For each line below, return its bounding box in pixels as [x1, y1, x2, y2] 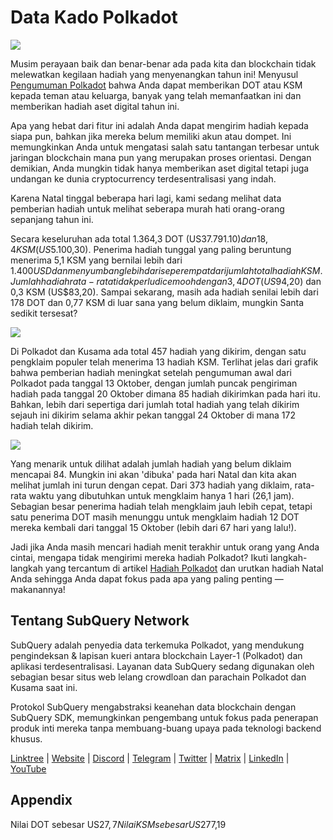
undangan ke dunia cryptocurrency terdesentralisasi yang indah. [10, 172, 277, 185]
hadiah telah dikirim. [10, 419, 94, 431]
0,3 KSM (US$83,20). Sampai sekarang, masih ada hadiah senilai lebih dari [10, 286, 319, 298]
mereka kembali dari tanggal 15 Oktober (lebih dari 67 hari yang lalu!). [10, 521, 297, 533]
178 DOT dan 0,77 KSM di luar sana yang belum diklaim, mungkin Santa [10, 296, 305, 308]
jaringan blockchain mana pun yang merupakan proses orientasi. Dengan [10, 151, 312, 163]
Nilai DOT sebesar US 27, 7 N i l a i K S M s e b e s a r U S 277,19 [10, 818, 227, 830]
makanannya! [10, 583, 66, 595]
